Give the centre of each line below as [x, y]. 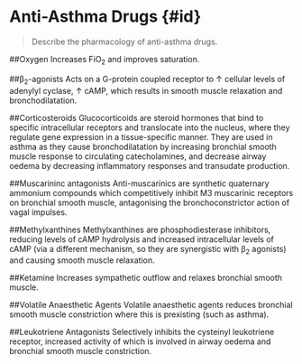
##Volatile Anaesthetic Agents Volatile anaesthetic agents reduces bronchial [151, 305]
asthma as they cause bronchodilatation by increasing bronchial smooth [143, 146]
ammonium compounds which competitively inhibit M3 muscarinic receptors [151, 192]
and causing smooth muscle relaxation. [82, 260]
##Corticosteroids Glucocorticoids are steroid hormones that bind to [137, 117]
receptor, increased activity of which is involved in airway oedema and [140, 341]
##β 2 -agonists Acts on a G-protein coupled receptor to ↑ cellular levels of [147, 80]
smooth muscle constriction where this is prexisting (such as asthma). [139, 314]
